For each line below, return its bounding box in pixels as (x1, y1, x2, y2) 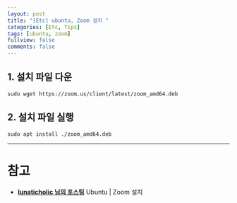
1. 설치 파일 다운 (7, 71, 73, 83)
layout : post (7, 10, 46, 18)
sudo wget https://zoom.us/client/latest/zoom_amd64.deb (7, 90, 178, 98)
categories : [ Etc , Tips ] (7, 23, 80, 30)
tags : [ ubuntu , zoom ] (7, 30, 71, 37)
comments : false (7, 43, 55, 50)
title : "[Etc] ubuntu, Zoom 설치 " (7, 17, 109, 24)
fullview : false (7, 37, 55, 44)
